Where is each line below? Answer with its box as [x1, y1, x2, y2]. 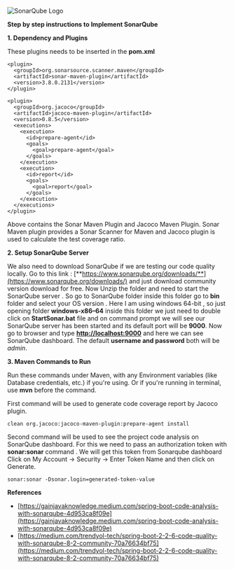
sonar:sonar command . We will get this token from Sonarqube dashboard [7, 448, 222, 456]
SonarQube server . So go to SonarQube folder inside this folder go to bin [7, 292, 220, 300]
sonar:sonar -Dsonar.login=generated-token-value [7, 476, 156, 483]
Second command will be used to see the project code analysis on [7, 433, 200, 441]
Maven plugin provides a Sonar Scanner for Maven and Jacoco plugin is [7, 227, 216, 236]
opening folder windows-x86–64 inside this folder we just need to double [7, 307, 221, 315]
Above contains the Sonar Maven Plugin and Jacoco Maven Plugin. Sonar [7, 220, 220, 228]
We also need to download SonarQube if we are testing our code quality [7, 262, 215, 270]
